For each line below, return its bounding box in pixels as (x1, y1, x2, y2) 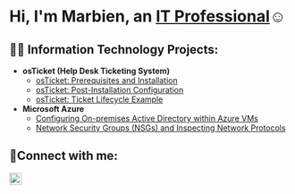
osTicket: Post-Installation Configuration (35, 85, 184, 95)
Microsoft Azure (21, 104, 85, 114)
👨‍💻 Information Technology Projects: (9, 42, 219, 57)
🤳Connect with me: (9, 148, 118, 164)
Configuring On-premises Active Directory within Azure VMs (35, 114, 259, 123)
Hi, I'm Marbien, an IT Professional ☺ (9, 6, 286, 27)
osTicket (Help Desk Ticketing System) (21, 65, 171, 76)
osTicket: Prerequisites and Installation (35, 75, 179, 86)
